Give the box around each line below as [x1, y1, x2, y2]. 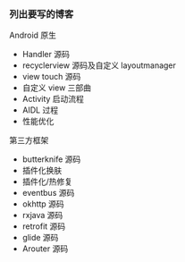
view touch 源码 [21, 72, 81, 82]
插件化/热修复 [21, 176, 73, 187]
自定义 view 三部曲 [21, 82, 92, 93]
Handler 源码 [21, 49, 70, 60]
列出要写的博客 [9, 7, 74, 20]
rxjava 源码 [21, 210, 63, 221]
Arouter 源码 [21, 243, 69, 254]
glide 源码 [21, 232, 59, 243]
